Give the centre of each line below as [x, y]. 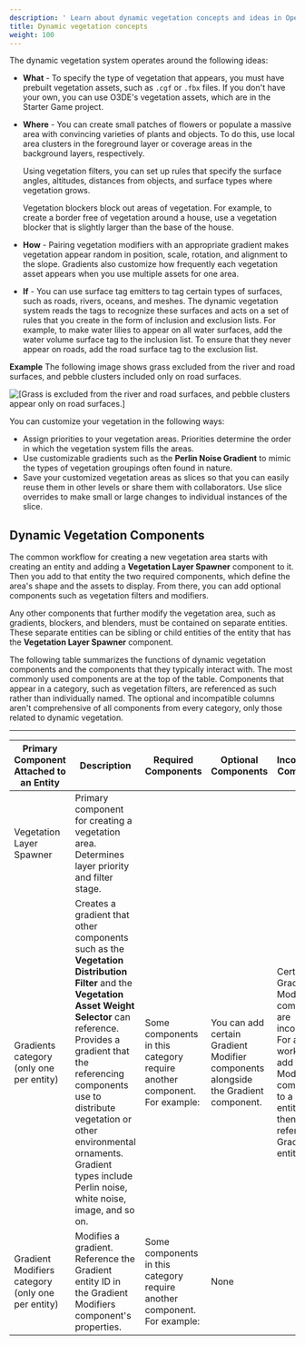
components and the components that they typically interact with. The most [151, 669]
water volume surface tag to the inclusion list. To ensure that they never [157, 340]
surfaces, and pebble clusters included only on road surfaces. [126, 377]
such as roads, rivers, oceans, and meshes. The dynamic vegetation [150, 302]
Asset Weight [105, 1006]
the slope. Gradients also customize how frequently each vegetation [150, 264]
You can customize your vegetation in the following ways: [117, 421]
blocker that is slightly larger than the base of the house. [128, 227]
